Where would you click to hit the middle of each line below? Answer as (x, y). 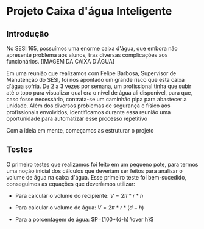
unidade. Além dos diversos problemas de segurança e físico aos (88, 106)
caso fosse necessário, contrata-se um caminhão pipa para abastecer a (97, 99)
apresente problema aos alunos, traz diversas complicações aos (87, 55)
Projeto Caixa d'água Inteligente (89, 11)
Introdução (28, 34)
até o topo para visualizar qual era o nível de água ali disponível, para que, (100, 93)
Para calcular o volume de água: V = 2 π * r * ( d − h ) (79, 207)
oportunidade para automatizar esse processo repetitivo (77, 118)
